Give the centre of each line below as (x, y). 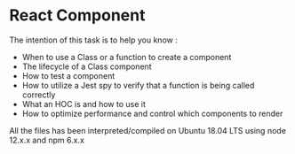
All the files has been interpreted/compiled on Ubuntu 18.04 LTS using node (148, 130)
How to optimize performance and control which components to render (152, 113)
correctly (39, 95)
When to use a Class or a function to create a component (127, 57)
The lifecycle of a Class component (87, 66)
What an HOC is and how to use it (84, 104)
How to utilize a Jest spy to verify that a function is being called (138, 85)
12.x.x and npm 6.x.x (47, 140)
